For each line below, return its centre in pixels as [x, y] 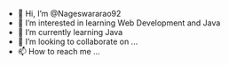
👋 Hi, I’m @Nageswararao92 [69, 14]
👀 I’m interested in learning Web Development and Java [119, 23]
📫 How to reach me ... [59, 51]
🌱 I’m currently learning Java [70, 32]
